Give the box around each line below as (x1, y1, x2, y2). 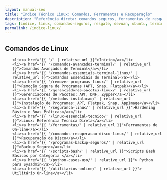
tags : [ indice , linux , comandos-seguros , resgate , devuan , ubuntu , (5, 21, 148, 26)
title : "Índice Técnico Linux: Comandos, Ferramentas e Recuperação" (5, 12, 153, 17)
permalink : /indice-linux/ (5, 26, 61, 31)
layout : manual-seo (5, 7, 46, 12)
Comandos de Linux (5, 44, 69, 53)
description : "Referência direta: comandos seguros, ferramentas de (5, 16, 150, 21)
